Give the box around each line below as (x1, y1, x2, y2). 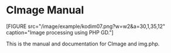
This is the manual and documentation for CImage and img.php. (6, 40, 160, 47)
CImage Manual (6, 3, 84, 17)
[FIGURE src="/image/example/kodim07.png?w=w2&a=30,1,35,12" (6, 23, 166, 30)
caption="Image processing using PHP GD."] (6, 29, 114, 36)
